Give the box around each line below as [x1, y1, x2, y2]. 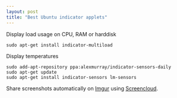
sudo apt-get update [6, 69, 58, 75]
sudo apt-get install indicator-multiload [6, 42, 113, 48]
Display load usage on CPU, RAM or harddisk [6, 30, 117, 37]
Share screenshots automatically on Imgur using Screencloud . [6, 84, 159, 92]
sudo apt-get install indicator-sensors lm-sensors [6, 74, 137, 80]
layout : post [6, 8, 39, 15]
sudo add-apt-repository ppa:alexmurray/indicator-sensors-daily [6, 64, 171, 70]
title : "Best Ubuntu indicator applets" [6, 14, 108, 20]
